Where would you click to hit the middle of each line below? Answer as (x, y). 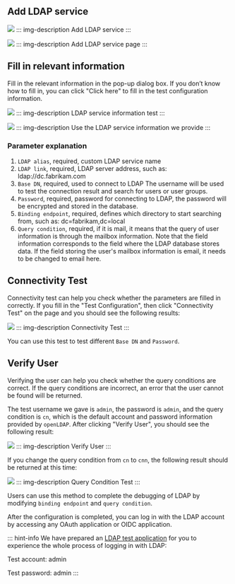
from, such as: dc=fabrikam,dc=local (71, 221)
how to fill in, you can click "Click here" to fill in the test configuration (108, 90)
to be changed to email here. (59, 258)
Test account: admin (37, 559)
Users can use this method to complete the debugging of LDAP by (104, 495)
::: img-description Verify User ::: (64, 446)
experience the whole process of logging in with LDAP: (87, 545)
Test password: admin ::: (43, 573)
